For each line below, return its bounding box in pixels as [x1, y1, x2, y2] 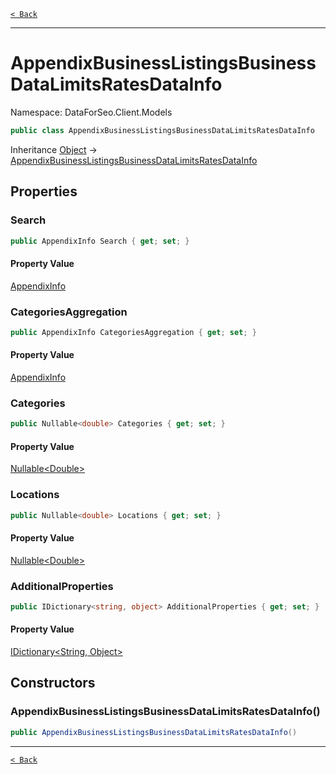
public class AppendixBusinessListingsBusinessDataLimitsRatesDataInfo [10, 125, 315, 135]
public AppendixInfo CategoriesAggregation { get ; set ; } [10, 327, 257, 337]
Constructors [10, 675, 96, 692]
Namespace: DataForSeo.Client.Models [10, 106, 173, 118]
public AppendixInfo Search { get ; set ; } [10, 236, 190, 246]
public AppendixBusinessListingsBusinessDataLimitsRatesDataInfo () [10, 727, 298, 737]
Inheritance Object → [10, 143, 98, 155]
